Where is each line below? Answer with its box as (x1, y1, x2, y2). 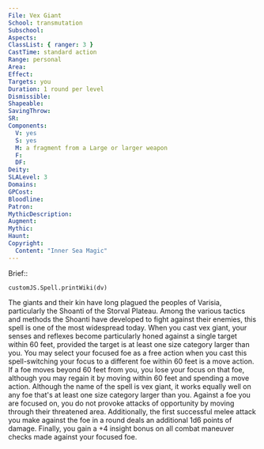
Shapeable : (8, 100, 44, 108)
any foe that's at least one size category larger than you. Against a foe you (8, 390, 251, 399)
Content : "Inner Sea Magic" (15, 247, 108, 255)
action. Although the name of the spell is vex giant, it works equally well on (8, 381, 251, 391)
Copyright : (8, 240, 44, 247)
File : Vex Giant (8, 11, 62, 20)
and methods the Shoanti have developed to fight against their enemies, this (8, 314, 257, 324)
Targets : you (8, 77, 51, 85)
